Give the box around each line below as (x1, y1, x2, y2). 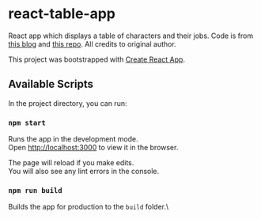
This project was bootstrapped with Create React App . (8, 55, 186, 64)
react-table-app (8, 5, 116, 23)
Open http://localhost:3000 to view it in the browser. (8, 143, 179, 153)
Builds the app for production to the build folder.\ (8, 202, 169, 212)
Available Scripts (8, 77, 93, 91)
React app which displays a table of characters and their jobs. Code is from (8, 31, 254, 40)
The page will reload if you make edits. (8, 158, 134, 168)
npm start (8, 118, 46, 127)
